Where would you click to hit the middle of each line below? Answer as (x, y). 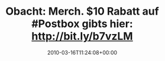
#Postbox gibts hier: (82, 24)
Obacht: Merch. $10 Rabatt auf (82, 11)
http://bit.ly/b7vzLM (82, 36)
